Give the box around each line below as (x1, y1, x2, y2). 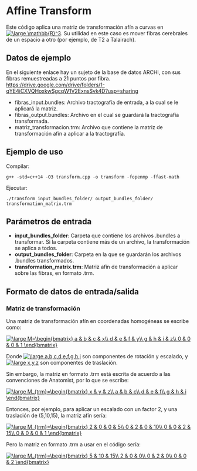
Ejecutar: (6, 184, 28, 191)
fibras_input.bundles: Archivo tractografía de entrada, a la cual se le (14, 99, 179, 106)
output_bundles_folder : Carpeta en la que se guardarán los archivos (14, 251, 182, 258)
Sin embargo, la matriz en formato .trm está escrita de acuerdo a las (6, 371, 171, 378)
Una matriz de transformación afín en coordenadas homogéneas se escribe (6, 318, 189, 325)
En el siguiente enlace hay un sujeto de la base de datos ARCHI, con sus (6, 69, 181, 76)
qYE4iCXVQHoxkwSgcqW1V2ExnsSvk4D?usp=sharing (6, 87, 139, 95)
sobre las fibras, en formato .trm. (14, 270, 94, 277)
